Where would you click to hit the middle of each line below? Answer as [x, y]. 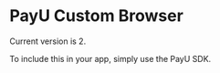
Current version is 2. [48, 41]
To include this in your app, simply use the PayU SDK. [110, 58]
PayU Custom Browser [97, 16]
